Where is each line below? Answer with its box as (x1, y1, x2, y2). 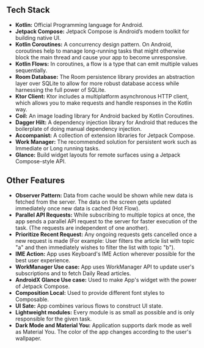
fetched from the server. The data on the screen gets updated (15, 198, 171, 205)
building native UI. (15, 34, 61, 42)
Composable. (15, 295, 49, 303)
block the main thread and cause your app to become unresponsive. (15, 53, 188, 61)
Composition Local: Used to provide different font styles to (15, 289, 165, 296)
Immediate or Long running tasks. (15, 144, 100, 152)
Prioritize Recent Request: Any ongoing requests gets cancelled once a (15, 231, 197, 238)
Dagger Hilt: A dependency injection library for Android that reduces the (15, 119, 198, 126)
